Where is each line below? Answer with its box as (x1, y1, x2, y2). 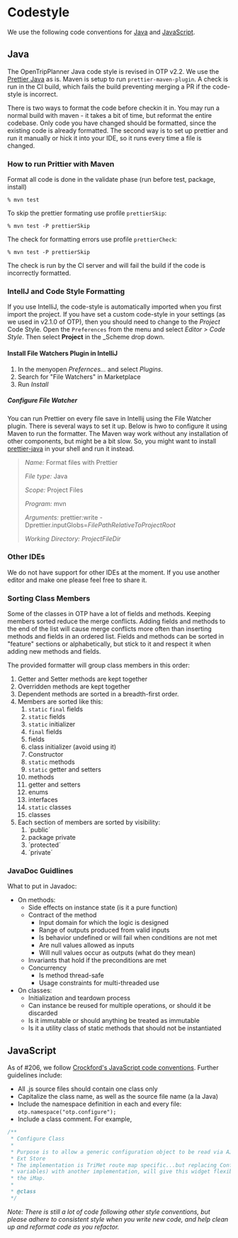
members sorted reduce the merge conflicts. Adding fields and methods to (7, 617, 226, 625)
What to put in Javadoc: (7, 882, 77, 891)
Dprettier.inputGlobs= (24, 520, 89, 529)
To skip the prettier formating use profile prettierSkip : (7, 209, 167, 217)
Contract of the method (28, 911, 97, 919)
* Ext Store (10, 1155, 46, 1162)
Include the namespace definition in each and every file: (17, 1100, 182, 1108)
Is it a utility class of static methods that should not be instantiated (28, 1024, 222, 1033)
